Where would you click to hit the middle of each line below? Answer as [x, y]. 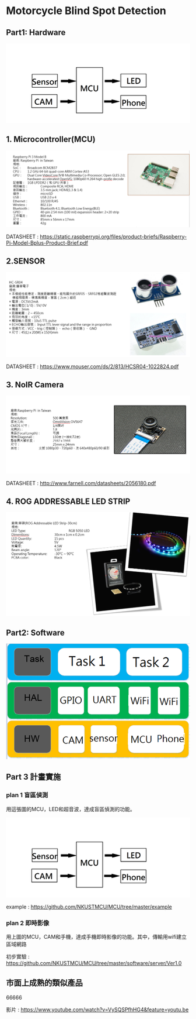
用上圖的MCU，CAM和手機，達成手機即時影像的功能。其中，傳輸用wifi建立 [96, 937]
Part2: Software [36, 632]
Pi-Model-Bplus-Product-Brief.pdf [47, 243]
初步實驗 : [18, 957]
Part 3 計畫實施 [34, 777]
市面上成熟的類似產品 [44, 983]
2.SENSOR [26, 261]
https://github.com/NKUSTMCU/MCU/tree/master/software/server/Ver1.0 [94, 963]
